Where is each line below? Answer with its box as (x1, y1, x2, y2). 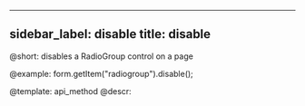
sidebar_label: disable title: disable (9, 26, 212, 42)
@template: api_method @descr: (9, 85, 132, 96)
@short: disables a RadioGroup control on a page (9, 51, 193, 62)
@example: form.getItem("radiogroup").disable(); (9, 68, 193, 79)
